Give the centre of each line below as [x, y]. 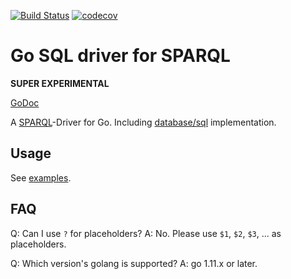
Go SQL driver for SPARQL [120, 56]
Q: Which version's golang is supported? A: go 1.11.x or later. [134, 263]
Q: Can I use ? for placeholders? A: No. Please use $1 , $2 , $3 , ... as [146, 233]
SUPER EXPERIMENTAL [60, 83]
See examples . [41, 177]
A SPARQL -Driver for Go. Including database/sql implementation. [143, 122]
